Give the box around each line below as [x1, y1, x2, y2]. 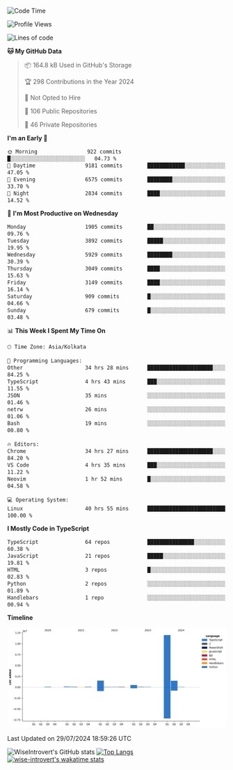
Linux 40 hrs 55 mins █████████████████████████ [7, 505, 226, 512]
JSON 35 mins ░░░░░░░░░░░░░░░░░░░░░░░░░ [7, 392, 226, 399]
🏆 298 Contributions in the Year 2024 [24, 77, 134, 86]
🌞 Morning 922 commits [7, 148, 122, 155]
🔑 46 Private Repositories [24, 120, 97, 129]
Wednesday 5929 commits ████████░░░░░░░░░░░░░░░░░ [7, 251, 226, 258]
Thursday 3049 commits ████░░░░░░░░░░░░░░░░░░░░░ [7, 265, 226, 272]
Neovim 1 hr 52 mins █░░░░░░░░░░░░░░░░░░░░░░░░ [7, 476, 226, 483]
